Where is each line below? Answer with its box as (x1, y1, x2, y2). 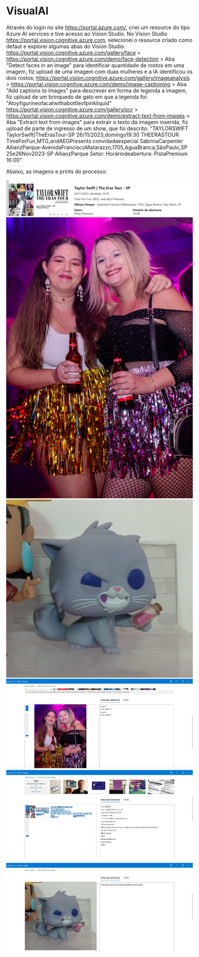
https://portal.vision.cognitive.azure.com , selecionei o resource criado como (6, 36, 192, 43)
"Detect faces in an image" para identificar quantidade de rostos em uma (6, 61, 185, 69)
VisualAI (6, 4, 49, 18)
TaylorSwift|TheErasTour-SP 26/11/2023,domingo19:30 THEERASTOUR (6, 131, 179, 138)
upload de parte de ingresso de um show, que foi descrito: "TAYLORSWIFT (6, 125, 188, 132)
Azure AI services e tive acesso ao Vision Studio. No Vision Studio (6, 30, 168, 37)
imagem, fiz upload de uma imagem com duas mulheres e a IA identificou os (6, 68, 193, 75)
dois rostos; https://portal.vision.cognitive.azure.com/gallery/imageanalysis (6, 74, 190, 81)
